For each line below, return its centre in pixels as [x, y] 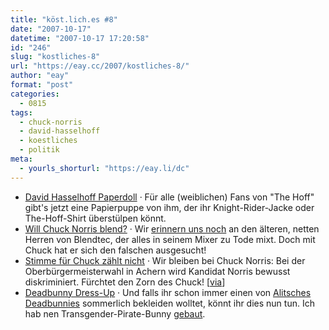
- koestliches [48, 141]
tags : [21, 112]
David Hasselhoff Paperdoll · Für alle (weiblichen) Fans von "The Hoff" [169, 197]
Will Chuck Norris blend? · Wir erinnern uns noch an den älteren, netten [172, 228]
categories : [35, 94]
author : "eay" [40, 76]
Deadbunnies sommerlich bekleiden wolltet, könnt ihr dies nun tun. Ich [169, 303]
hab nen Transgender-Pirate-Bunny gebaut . [115, 313]
